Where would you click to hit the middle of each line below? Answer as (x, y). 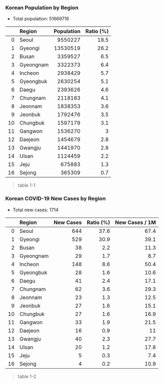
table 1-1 (26, 185)
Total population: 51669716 (41, 19)
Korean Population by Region (42, 8)
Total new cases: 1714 (35, 210)
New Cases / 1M (135, 222)
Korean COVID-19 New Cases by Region (56, 199)
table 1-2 (27, 376)
